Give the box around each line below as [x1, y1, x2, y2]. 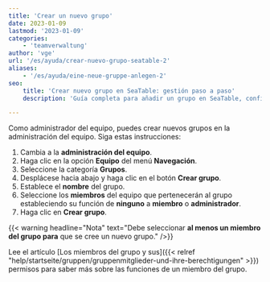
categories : [8, 34, 48, 43]
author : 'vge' [8, 49, 56, 57]
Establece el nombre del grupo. [19, 182, 125, 192]
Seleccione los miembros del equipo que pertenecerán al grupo [19, 190, 233, 200]
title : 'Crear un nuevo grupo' [8, 11, 113, 20]
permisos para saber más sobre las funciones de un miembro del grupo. [8, 264, 247, 274]
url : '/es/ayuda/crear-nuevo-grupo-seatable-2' [8, 57, 171, 65]
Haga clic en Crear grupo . [19, 207, 107, 218]
